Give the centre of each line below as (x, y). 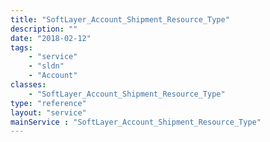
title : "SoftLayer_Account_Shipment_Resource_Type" (120, 19)
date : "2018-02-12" (51, 38)
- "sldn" (46, 66)
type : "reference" (48, 103)
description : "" (44, 29)
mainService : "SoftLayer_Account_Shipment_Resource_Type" (136, 122)
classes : (28, 85)
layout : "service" (48, 112)
